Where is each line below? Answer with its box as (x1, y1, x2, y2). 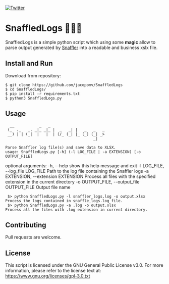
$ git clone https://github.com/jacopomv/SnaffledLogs (5, 82, 123, 87)
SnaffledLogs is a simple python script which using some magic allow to (5, 39, 156, 45)
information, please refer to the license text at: (5, 268, 101, 274)
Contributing (5, 220, 46, 229)
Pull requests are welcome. (5, 234, 62, 240)
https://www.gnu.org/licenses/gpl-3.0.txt (5, 273, 90, 279)
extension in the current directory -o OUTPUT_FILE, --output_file (5, 178, 140, 184)
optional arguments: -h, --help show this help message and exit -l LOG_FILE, (5, 162, 164, 169)
